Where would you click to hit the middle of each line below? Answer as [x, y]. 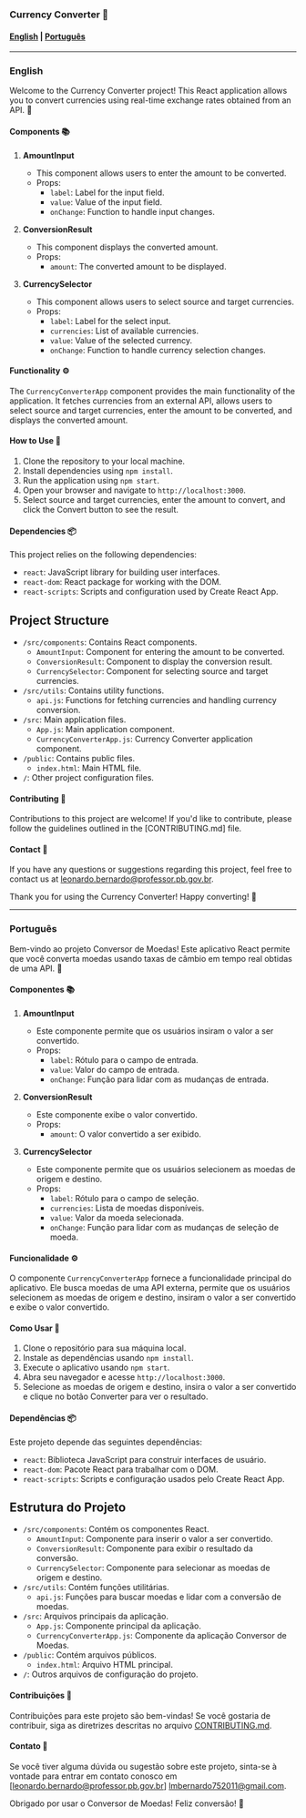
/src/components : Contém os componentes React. [116, 1529]
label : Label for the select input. [110, 321]
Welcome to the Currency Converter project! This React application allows [148, 91]
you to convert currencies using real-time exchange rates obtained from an [150, 100]
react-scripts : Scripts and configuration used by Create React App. [151, 592]
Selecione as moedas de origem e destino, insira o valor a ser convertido [159, 1387]
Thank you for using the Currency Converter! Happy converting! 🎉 [133, 897]
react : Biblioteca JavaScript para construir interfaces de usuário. [144, 1459]
